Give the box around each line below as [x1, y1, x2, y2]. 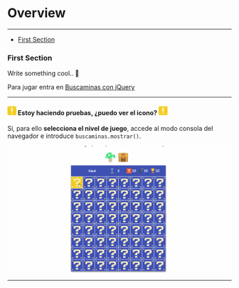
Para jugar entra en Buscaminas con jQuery [7, 83, 135, 92]
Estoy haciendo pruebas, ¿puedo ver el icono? [17, 108, 158, 117]
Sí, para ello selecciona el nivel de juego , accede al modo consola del [7, 124, 213, 133]
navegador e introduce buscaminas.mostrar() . [7, 132, 142, 140]
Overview [7, 5, 66, 21]
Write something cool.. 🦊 [7, 69, 80, 78]
